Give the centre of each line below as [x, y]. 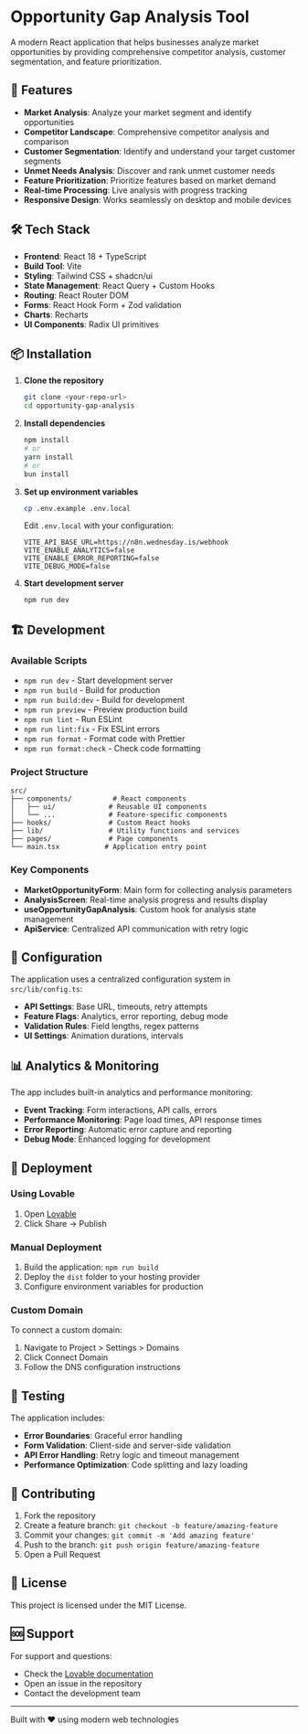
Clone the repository [64, 380]
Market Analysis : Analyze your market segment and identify [138, 112]
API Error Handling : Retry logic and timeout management [132, 1455]
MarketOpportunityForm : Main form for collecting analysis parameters [158, 889]
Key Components [50, 870]
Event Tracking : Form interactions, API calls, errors [120, 1110]
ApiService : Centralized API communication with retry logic [136, 929]
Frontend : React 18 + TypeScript [85, 256]
